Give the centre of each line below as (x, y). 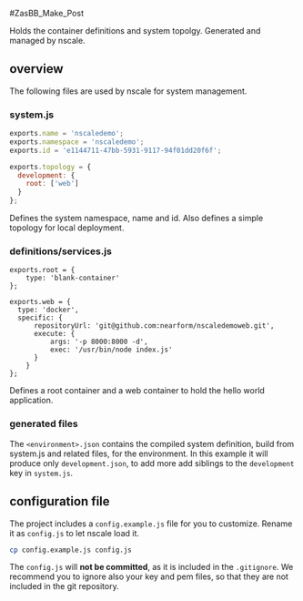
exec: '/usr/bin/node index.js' (111, 350)
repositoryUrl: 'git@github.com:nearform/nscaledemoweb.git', (154, 326)
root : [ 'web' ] (52, 184)
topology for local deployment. (67, 228)
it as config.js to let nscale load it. (74, 533)
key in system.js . (41, 473)
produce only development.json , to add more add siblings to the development (152, 463)
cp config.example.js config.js (71, 550)
